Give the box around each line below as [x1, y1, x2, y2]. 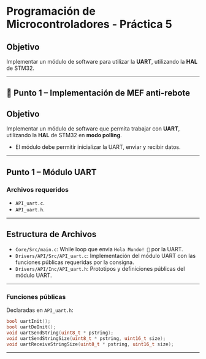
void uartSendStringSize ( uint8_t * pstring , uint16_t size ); [6, 335, 166, 341]
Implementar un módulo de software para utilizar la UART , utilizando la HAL [6, 58, 198, 65]
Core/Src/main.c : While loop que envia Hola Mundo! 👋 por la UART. [15, 245, 183, 252]
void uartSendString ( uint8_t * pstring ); [6, 330, 114, 336]
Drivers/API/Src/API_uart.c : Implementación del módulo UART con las [15, 252, 196, 259]
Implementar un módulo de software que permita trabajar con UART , [6, 125, 180, 132]
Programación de [6, 4, 96, 18]
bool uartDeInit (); [6, 323, 56, 330]
